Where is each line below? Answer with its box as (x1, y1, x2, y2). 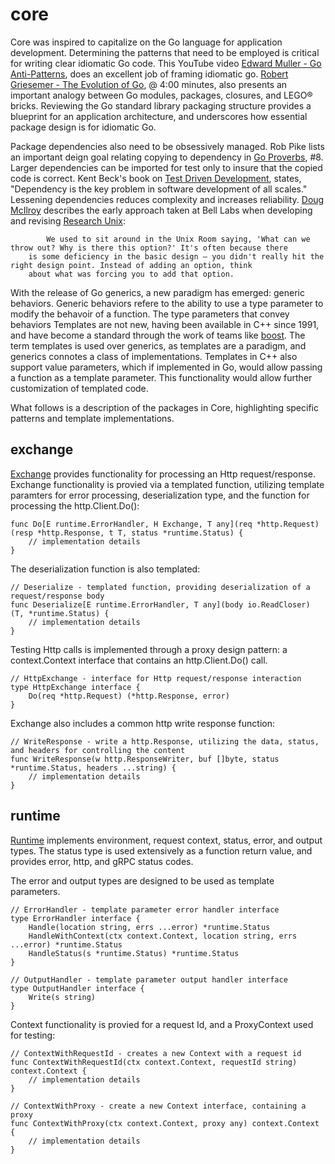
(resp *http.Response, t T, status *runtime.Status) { (10, 528, 244, 538)
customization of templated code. (10, 382, 149, 394)
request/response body (10, 591, 105, 601)
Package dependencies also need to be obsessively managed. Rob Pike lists (10, 140, 325, 152)
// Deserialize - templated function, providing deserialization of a (10, 582, 311, 592)
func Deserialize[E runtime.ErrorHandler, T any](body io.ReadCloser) (10, 599, 311, 610)
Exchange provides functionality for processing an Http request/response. (10, 468, 317, 480)
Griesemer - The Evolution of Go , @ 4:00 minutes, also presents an (10, 78, 288, 90)
